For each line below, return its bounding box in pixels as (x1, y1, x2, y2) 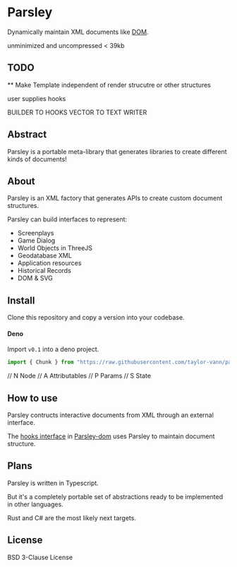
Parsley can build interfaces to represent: (7, 215, 128, 223)
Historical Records (17, 267, 72, 275)
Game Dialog (17, 236, 56, 245)
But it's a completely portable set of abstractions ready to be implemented (7, 492, 224, 501)
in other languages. (7, 500, 63, 508)
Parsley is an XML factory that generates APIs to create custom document (7, 194, 223, 202)
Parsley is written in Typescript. (7, 479, 99, 487)
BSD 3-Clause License (7, 553, 73, 561)
